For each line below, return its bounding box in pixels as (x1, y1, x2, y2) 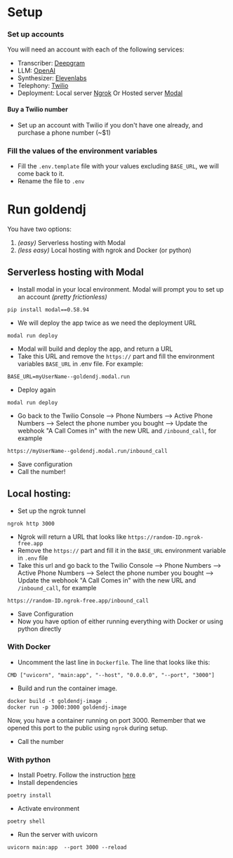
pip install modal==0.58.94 (7, 306, 90, 313)
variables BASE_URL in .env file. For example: (17, 359, 144, 368)
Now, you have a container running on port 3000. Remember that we (7, 716, 206, 724)
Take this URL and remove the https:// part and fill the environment (17, 352, 215, 360)
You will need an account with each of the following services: (7, 45, 185, 54)
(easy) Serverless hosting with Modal (17, 238, 126, 247)
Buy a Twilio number (7, 105, 68, 113)
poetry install (7, 792, 52, 800)
